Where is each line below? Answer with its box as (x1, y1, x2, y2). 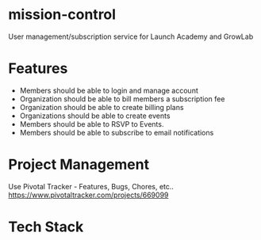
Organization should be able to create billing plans (19, 102, 184, 112)
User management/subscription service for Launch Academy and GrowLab (8, 32, 254, 41)
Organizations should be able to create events (19, 111, 171, 120)
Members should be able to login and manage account (19, 86, 198, 95)
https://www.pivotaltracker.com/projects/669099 (8, 190, 169, 200)
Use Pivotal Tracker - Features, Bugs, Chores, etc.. (8, 181, 175, 191)
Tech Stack (8, 218, 84, 235)
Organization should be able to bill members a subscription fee (19, 93, 225, 104)
